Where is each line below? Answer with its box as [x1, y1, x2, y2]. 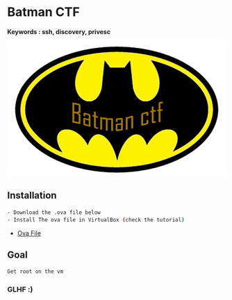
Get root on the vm [7, 268, 64, 275]
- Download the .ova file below [7, 209, 101, 216]
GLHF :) [7, 285, 33, 294]
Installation [7, 190, 57, 201]
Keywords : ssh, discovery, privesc [7, 27, 111, 35]
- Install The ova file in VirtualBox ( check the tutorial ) [7, 216, 185, 223]
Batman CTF [7, 4, 80, 20]
